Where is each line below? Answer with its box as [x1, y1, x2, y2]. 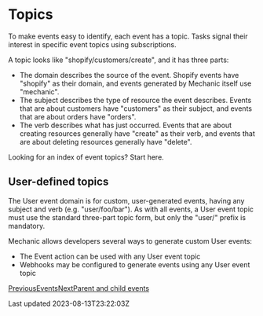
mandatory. [8, 221, 46, 230]
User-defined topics [8, 175, 109, 189]
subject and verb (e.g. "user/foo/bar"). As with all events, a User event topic [8, 204, 254, 214]
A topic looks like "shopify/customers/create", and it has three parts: [8, 55, 229, 64]
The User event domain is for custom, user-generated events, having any [8, 196, 245, 205]
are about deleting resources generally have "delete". [19, 137, 192, 146]
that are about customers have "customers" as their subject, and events [19, 104, 253, 113]
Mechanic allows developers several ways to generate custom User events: [8, 236, 253, 245]
